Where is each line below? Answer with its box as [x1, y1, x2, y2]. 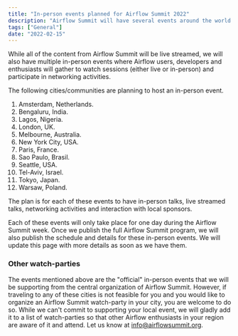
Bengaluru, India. [18, 107, 68, 116]
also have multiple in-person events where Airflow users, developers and [8, 58, 222, 66]
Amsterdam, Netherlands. [18, 100, 94, 109]
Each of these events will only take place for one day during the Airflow [8, 219, 217, 227]
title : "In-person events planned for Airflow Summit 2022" [8, 10, 190, 18]
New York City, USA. [18, 138, 79, 147]
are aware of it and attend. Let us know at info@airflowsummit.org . [8, 320, 203, 329]
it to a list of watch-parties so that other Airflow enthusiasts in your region [8, 313, 225, 321]
